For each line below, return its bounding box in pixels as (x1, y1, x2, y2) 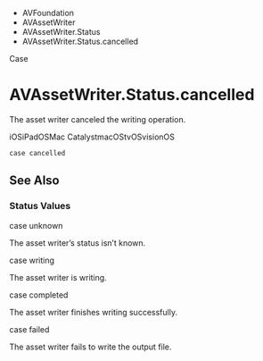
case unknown (9, 220, 63, 231)
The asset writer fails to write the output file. (9, 341, 172, 352)
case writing (9, 255, 55, 265)
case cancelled (9, 148, 66, 157)
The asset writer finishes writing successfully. (9, 306, 178, 317)
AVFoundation (21, 8, 74, 18)
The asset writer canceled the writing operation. (9, 113, 186, 124)
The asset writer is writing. (9, 272, 107, 282)
